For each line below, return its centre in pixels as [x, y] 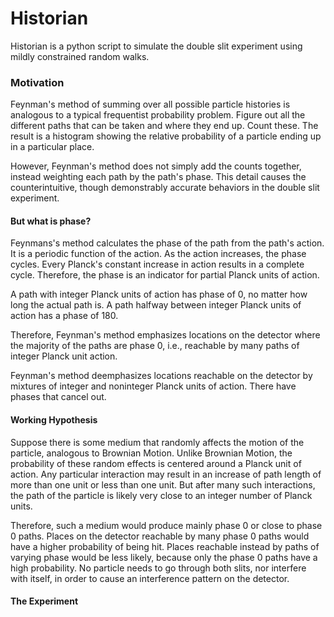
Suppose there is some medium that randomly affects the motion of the [157, 442]
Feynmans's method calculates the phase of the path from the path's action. [167, 243]
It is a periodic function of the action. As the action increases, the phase [158, 254]
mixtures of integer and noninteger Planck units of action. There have [153, 386]
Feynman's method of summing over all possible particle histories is [150, 104]
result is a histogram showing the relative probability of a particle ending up [166, 136]
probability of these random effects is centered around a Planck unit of [156, 463]
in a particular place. [52, 147]
